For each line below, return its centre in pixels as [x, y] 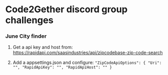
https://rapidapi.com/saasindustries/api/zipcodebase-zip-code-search [88, 53]
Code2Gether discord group [67, 9]
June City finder [26, 36]
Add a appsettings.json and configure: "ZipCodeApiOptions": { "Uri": [87, 63]
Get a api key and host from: [43, 47]
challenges [30, 20]
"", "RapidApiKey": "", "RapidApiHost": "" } [62, 67]
